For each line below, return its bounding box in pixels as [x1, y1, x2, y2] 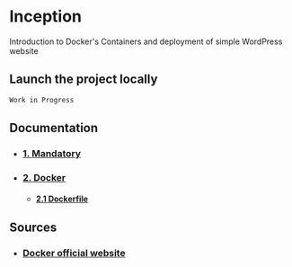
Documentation [9, 120, 99, 136]
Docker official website [22, 246, 126, 259]
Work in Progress [9, 95, 75, 104]
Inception [9, 6, 83, 27]
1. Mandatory [22, 147, 82, 159]
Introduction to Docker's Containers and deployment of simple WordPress [9, 36, 283, 47]
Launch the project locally [9, 72, 158, 87]
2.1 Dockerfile [35, 193, 88, 204]
